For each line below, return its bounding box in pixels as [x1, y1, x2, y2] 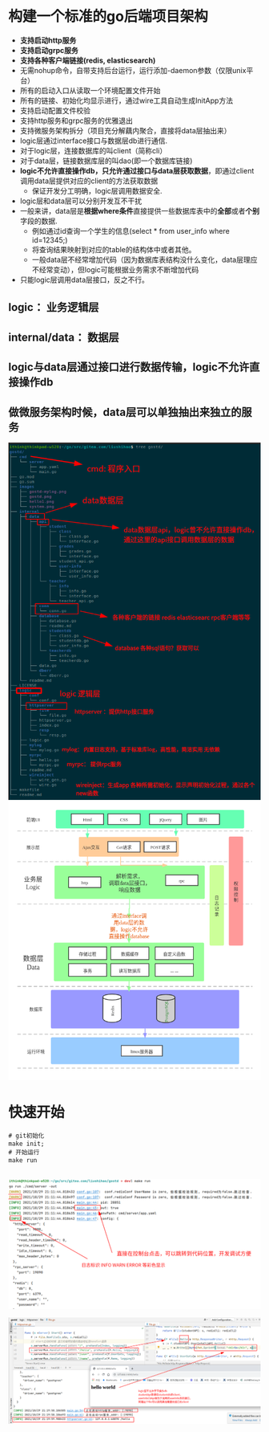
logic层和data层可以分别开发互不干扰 [19, 196, 143, 206]
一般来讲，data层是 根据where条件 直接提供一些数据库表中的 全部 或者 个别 [19, 206, 260, 215]
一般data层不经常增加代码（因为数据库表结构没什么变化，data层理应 [31, 255, 258, 264]
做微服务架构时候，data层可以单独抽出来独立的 [8, 405, 242, 418]
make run [8, 1156, 38, 1165]
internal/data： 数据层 [8, 330, 119, 344]
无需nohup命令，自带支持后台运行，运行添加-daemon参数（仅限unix [19, 65, 247, 75]
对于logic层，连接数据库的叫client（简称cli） [19, 145, 167, 155]
